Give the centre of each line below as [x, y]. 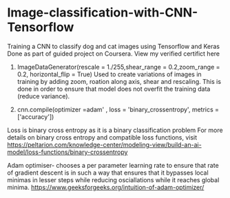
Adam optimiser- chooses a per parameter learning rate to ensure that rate [113, 165]
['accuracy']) [35, 117]
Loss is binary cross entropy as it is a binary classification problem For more [115, 130]
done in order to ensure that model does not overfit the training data [114, 89]
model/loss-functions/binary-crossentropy [67, 152]
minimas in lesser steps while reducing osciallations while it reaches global [113, 179]
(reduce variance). [43, 96]
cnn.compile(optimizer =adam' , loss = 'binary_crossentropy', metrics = [118, 109]
